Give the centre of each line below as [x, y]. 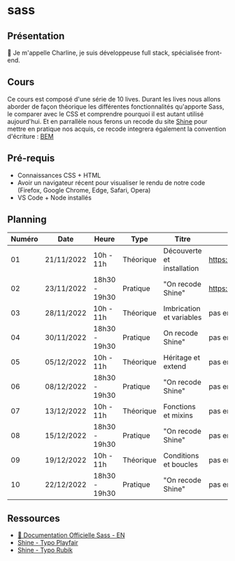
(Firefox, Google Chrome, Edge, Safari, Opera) [84, 190]
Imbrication [182, 309]
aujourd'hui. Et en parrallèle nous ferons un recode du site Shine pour [107, 121]
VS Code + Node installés [55, 198]
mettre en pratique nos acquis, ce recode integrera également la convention [117, 129]
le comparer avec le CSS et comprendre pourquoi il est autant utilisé [106, 113]
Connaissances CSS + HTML [59, 175]
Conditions [181, 456]
